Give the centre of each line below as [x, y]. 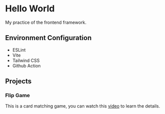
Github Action [26, 65]
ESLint [19, 50]
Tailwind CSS [26, 60]
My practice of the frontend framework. [46, 22]
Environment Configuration [48, 38]
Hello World [30, 9]
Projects [18, 82]
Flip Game [18, 96]
